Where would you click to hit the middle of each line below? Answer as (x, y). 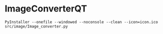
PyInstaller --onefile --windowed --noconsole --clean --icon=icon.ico (81, 22)
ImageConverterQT (46, 9)
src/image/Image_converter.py (36, 26)
